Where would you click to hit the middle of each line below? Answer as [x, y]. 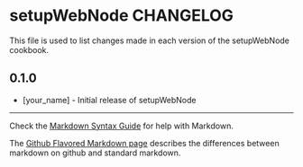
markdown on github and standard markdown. [95, 153]
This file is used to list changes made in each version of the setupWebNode [150, 40]
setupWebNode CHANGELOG [122, 16]
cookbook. [29, 49]
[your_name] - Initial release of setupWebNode [109, 100]
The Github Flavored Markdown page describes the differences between [144, 143]
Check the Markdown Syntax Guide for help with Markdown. [122, 126]
